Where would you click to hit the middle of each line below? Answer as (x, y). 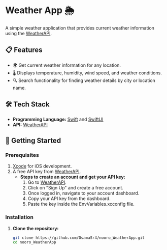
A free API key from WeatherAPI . (47, 172)
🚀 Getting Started (33, 140)
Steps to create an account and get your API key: (73, 177)
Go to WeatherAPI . (47, 182)
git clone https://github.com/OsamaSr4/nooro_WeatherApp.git (79, 238)
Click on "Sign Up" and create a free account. (75, 188)
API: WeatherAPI (30, 124)
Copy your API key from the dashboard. (69, 199)
